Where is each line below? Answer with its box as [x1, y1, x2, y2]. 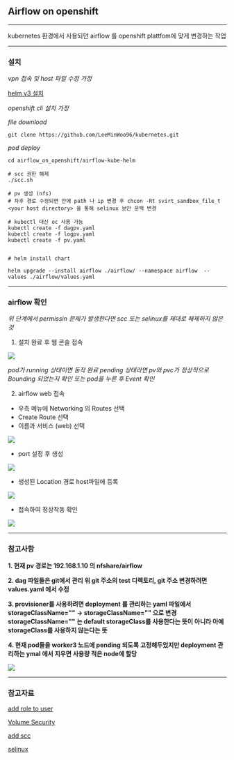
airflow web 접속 [17, 390, 65, 398]
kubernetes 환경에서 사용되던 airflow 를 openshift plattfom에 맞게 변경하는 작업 [8, 31, 226, 40]
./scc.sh [8, 177, 33, 184]
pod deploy [8, 144, 41, 152]
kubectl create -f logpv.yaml [8, 231, 96, 238]
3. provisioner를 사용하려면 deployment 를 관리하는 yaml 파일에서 [8, 600, 192, 608]
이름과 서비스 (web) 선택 [17, 422, 85, 430]
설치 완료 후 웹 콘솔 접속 [17, 338, 83, 347]
